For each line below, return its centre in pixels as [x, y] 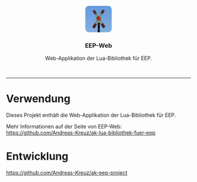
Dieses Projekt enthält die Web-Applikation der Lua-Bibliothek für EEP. [91, 115]
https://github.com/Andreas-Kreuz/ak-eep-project [67, 173]
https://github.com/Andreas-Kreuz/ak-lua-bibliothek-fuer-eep [81, 133]
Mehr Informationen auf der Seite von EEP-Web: [64, 127]
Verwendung [38, 99]
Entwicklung [37, 156]
